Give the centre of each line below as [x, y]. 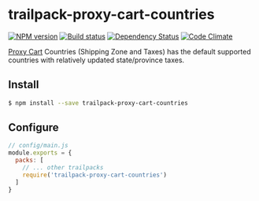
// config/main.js [38, 146]
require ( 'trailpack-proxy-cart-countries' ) [95, 175]
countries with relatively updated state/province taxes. [96, 60]
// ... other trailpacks [63, 168]
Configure [33, 128]
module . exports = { [40, 153]
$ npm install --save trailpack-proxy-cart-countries [98, 103]
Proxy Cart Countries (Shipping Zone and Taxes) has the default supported [129, 51]
